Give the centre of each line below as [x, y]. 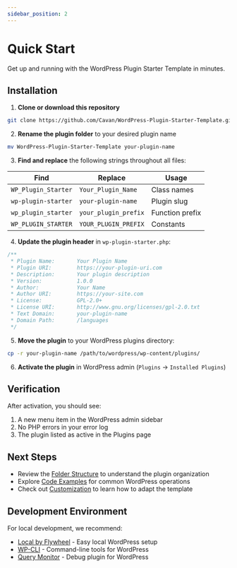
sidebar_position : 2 [38, 14]
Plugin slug [170, 201]
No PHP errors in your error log [63, 427]
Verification [34, 389]
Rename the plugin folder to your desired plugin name [97, 134]
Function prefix [176, 213]
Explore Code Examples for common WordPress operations [104, 482]
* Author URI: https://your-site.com [77, 294]
